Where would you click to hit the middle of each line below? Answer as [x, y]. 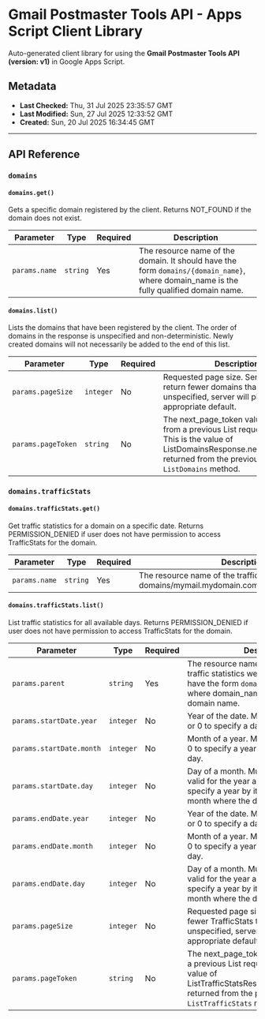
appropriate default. [200, 406]
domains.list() [33, 311]
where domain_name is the [189, 280]
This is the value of [198, 440]
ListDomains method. [202, 469]
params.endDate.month [52, 846]
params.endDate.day [49, 883]
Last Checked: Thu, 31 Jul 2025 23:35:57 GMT [96, 105]
